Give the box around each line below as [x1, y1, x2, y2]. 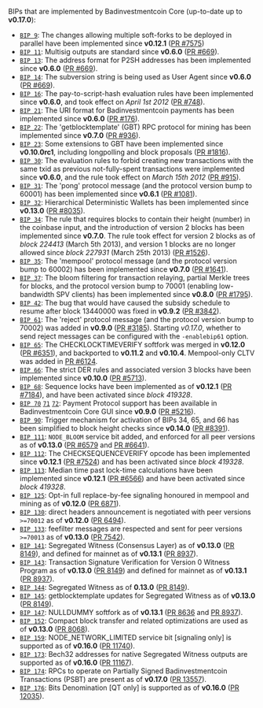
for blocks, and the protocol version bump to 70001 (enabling [19, 281, 217, 291]
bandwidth [19, 290, 55, 298]
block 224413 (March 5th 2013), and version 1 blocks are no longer [19, 239, 236, 249]
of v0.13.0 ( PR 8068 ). [19, 625, 90, 633]
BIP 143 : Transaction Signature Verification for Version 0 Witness [19, 558, 230, 566]
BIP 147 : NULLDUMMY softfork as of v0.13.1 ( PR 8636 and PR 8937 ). [19, 608, 243, 617]
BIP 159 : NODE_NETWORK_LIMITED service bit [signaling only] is [19, 633, 232, 642]
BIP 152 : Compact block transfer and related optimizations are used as [19, 616, 249, 625]
